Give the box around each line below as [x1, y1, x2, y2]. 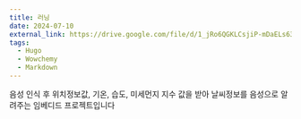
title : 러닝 [9, 13, 51, 22]
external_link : [9, 30, 66, 38]
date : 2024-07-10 [9, 21, 74, 30]
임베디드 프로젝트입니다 [32, 99, 116, 110]
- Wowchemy [17, 55, 58, 64]
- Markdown [17, 64, 58, 72]
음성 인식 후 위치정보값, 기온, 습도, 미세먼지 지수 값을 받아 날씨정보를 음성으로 [9, 89, 279, 99]
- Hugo [17, 47, 42, 55]
